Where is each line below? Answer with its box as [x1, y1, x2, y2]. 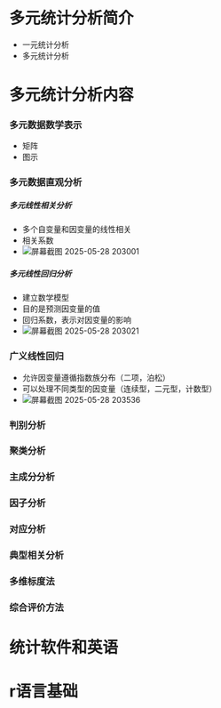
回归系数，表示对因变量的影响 [21, 315, 131, 326]
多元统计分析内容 [9, 85, 135, 105]
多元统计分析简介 [9, 8, 135, 28]
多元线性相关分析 [9, 199, 72, 210]
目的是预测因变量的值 [21, 303, 100, 314]
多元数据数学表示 [9, 119, 83, 132]
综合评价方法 [9, 601, 65, 614]
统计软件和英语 [9, 638, 119, 658]
